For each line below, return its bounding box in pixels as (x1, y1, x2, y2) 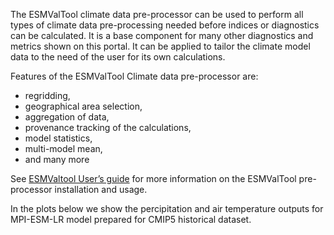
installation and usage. (54, 184, 148, 195)
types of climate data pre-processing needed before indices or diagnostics (10, 19, 320, 31)
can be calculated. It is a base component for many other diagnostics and (10, 30, 314, 41)
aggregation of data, (24, 111, 110, 123)
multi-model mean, (24, 143, 103, 154)
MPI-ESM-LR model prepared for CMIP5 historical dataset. (10, 214, 252, 225)
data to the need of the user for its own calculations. (10, 51, 226, 63)
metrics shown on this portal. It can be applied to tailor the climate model (10, 40, 311, 52)
